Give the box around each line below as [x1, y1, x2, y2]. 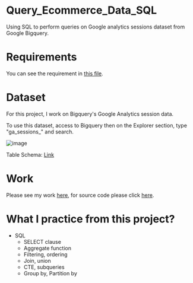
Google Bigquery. [6, 29, 49, 36]
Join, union [23, 257, 52, 264]
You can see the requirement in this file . [6, 69, 104, 77]
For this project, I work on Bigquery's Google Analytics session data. [6, 110, 174, 117]
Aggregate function [23, 244, 71, 252]
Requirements [6, 50, 77, 64]
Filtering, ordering [23, 250, 68, 258]
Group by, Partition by [23, 269, 77, 276]
